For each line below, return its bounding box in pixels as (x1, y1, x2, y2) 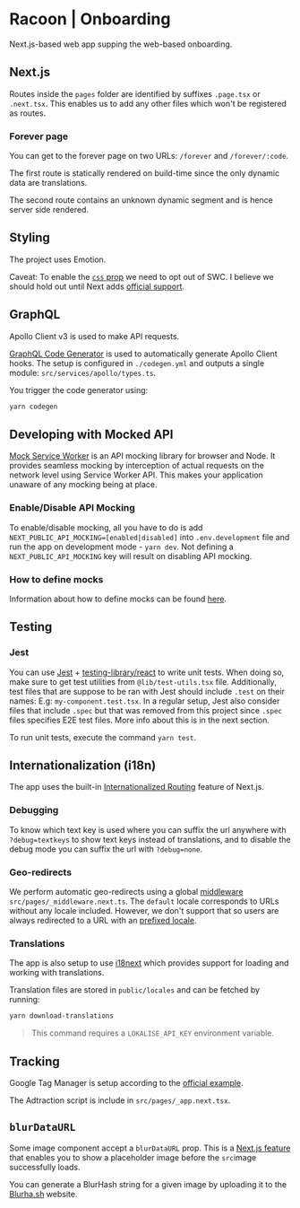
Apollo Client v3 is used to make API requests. (9, 330, 180, 341)
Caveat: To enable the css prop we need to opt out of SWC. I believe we (9, 271, 275, 282)
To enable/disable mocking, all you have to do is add (9, 521, 203, 533)
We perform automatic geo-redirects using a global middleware (9, 887, 244, 897)
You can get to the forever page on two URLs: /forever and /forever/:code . (9, 151, 289, 162)
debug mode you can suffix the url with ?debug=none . (9, 844, 203, 854)
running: (9, 994, 40, 1005)
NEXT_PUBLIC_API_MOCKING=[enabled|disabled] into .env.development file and (9, 531, 290, 542)
